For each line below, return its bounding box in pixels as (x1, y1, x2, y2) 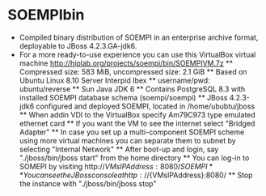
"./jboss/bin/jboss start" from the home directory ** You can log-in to (19, 152, 250, 163)
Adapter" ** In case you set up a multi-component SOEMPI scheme (19, 127, 245, 137)
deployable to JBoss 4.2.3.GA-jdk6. (19, 40, 137, 50)
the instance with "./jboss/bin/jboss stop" (19, 178, 157, 188)
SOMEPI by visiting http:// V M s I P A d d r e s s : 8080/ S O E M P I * (19, 161, 213, 171)
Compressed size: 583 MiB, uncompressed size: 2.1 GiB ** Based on (19, 66, 247, 76)
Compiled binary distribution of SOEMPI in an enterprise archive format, (19, 32, 259, 42)
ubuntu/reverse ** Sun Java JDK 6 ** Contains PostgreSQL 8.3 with (19, 83, 246, 94)
